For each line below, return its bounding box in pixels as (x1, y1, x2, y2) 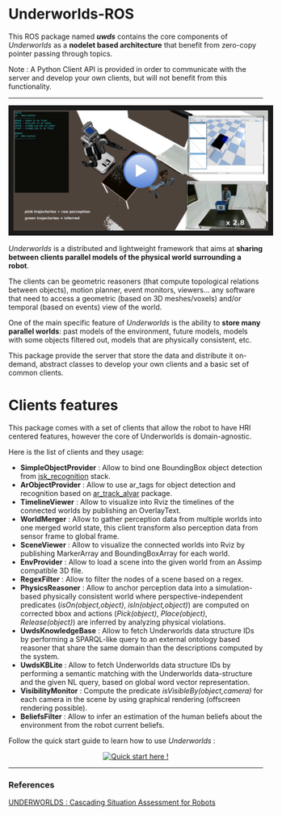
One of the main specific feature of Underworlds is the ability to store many (8, 317, 261, 327)
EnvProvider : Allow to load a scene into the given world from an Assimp (19, 557, 263, 566)
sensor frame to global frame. (19, 531, 120, 541)
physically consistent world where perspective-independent (43, 591, 243, 601)
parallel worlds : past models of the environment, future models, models (8, 326, 248, 336)
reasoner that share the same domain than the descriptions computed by (19, 643, 263, 653)
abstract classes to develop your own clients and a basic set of (39, 359, 250, 368)
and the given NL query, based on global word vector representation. (19, 677, 250, 687)
